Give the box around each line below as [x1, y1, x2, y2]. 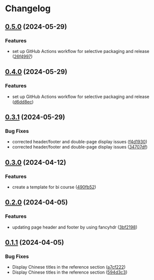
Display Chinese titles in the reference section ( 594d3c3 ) [12, 269, 128, 275]
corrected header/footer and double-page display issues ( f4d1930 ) [12, 139, 148, 145]
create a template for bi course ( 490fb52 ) [12, 184, 96, 190]
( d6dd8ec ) [12, 99, 34, 104]
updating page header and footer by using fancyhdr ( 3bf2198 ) [12, 224, 138, 230]
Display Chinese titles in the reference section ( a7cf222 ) [12, 264, 126, 270]
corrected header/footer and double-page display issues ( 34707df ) [12, 144, 148, 150]
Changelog [5, 3, 51, 14]
